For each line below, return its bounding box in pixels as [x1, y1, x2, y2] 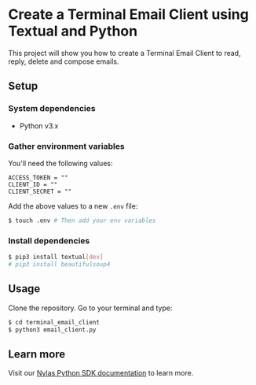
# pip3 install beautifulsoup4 [8, 260, 111, 268]
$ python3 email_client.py [8, 325, 97, 334]
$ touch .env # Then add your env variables [8, 217, 156, 224]
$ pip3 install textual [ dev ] [8, 254, 104, 261]
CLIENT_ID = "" [8, 180, 58, 188]
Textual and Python [8, 22, 138, 40]
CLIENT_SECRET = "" [8, 187, 72, 195]
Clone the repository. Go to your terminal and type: [8, 303, 173, 313]
